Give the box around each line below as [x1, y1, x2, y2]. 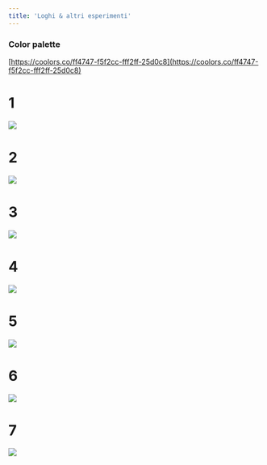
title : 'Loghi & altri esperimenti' [8, 11, 131, 20]
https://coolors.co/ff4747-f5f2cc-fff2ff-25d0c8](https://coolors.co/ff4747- [10, 57, 259, 66]
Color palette [8, 38, 60, 49]
